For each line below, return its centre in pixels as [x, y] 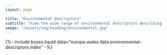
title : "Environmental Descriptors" [43, 19]
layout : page [19, 10]
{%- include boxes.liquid [30, 42]
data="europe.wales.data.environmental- [99, 42]
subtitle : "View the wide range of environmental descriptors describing [84, 23]
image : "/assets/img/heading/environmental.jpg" [57, 28]
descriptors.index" [24, 47]
